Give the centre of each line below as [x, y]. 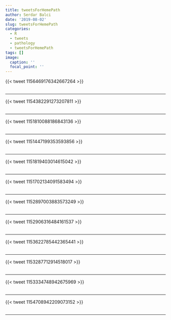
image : [12, 57]
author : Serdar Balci [28, 15]
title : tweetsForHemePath [33, 10]
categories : [18, 29]
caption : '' [23, 62]
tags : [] [15, 52]
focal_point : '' [27, 67]
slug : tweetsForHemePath [32, 24]
